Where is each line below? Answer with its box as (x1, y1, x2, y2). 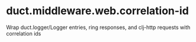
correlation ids (6, 30, 41, 37)
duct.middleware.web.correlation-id (6, 4, 189, 18)
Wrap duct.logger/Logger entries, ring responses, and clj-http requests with (6, 24, 191, 31)
